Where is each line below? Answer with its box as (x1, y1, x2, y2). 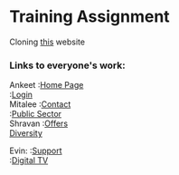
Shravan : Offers (9, 118, 69, 129)
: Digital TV (9, 155, 49, 166)
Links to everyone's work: (9, 59, 126, 72)
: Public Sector (9, 109, 61, 120)
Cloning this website (9, 36, 86, 47)
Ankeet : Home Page (9, 80, 84, 91)
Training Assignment (9, 6, 170, 27)
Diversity (9, 128, 43, 139)
